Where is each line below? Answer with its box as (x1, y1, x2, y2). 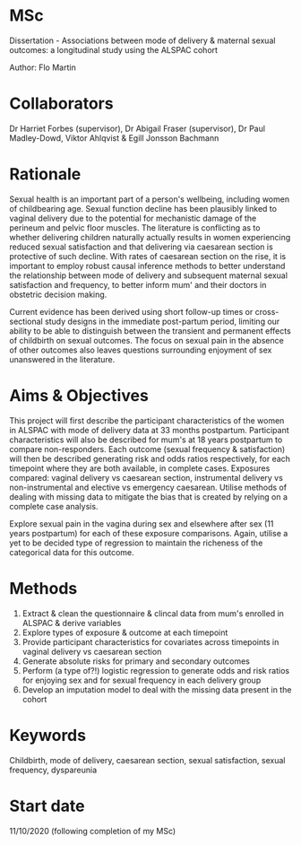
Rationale (9, 164, 82, 185)
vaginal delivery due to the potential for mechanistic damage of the (9, 213, 257, 223)
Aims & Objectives (9, 386, 150, 405)
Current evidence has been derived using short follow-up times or (9, 306, 254, 317)
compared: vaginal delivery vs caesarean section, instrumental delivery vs (9, 472, 284, 483)
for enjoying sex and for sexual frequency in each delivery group (21, 675, 262, 685)
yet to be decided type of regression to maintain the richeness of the (9, 537, 263, 548)
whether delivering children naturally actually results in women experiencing (9, 231, 291, 242)
